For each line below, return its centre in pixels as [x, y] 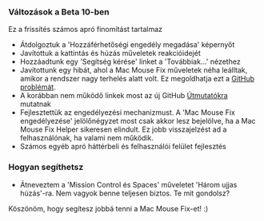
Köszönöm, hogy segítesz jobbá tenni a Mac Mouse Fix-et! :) [108, 208]
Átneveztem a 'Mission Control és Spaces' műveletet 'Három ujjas [128, 184]
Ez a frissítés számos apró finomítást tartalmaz [85, 30]
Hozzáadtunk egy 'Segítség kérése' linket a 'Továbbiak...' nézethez [130, 61]
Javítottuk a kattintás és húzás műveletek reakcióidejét [110, 53]
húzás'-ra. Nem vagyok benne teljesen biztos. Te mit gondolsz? [125, 193]
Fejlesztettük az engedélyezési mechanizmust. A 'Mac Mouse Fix [128, 112]
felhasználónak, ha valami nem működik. [87, 138]
